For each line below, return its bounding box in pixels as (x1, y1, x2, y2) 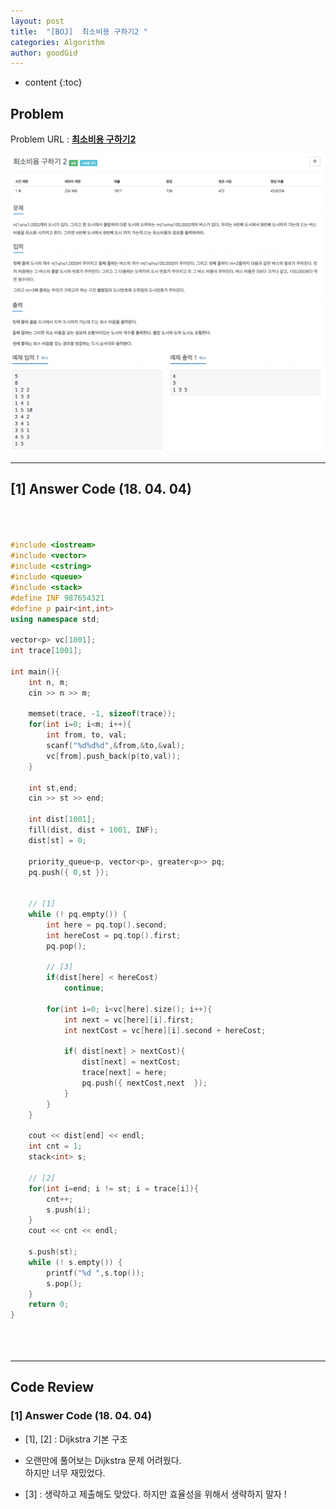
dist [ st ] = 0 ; (28, 835, 87, 845)
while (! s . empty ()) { (28, 1257, 123, 1267)
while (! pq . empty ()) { (28, 910, 128, 920)
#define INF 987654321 (10, 593, 105, 603)
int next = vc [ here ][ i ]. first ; (63, 1015, 195, 1025)
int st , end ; (28, 783, 78, 793)
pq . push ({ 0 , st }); (28, 867, 110, 877)
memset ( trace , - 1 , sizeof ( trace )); (28, 709, 177, 719)
